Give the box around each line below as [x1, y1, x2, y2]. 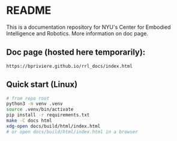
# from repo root [6, 95, 50, 101]
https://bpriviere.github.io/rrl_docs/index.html [6, 63, 133, 69]
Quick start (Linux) [6, 79, 78, 90]
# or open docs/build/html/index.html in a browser [6, 128, 138, 135]
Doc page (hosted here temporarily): [6, 47, 146, 58]
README [6, 4, 52, 17]
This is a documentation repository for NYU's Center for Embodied [6, 23, 171, 31]
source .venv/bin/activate [6, 106, 74, 113]
